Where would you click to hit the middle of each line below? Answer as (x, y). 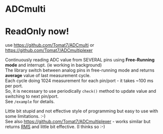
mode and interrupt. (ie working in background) (54, 65)
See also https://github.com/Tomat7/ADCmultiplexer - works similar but (78, 122)
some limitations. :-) (25, 116)
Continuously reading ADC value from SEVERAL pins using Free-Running (80, 60)
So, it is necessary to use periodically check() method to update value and (81, 91)
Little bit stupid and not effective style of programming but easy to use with (81, 111)
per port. (14, 86)
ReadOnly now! (37, 32)
